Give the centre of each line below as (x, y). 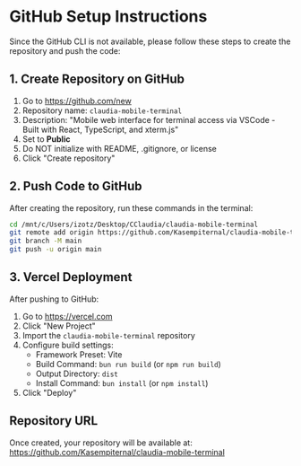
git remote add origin (52, 233)
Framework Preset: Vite (79, 354)
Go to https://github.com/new (77, 101)
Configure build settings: (68, 345)
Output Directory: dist (77, 374)
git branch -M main (46, 241)
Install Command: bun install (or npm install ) (122, 382)
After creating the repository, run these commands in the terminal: (131, 207)
